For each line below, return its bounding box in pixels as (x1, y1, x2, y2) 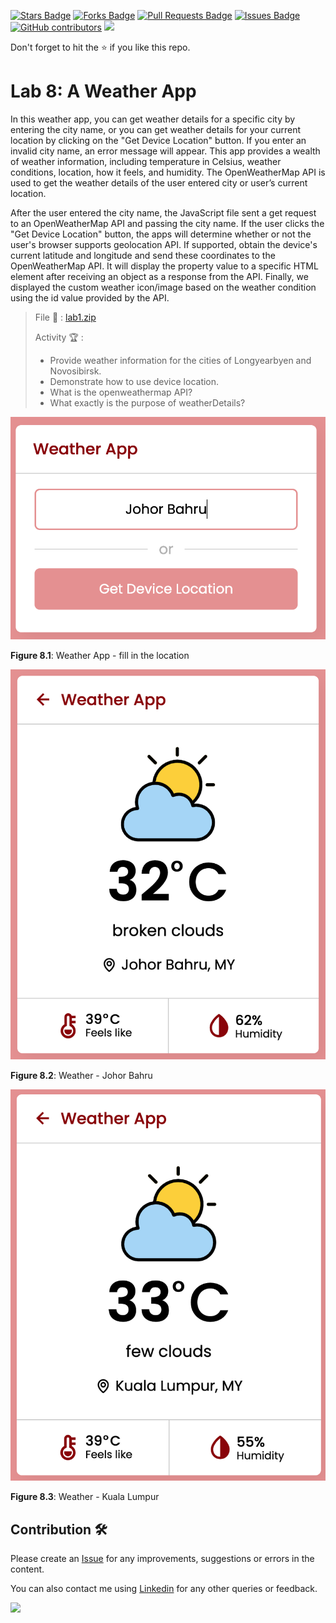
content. (10, 1563, 45, 1575)
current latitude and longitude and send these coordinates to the (10, 249, 276, 261)
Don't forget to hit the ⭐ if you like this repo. (10, 41, 191, 53)
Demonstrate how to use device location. (49, 375, 220, 387)
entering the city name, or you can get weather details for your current (10, 123, 302, 135)
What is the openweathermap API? (49, 386, 193, 398)
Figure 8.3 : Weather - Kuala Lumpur (10, 1491, 160, 1503)
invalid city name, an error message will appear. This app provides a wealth (10, 145, 321, 157)
